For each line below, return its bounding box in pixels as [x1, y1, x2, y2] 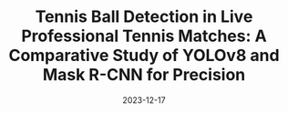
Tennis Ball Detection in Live [35, 6, 253, 27]
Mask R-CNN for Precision [42, 65, 246, 86]
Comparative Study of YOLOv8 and [8, 46, 280, 66]
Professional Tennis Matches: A [21, 26, 267, 46]
